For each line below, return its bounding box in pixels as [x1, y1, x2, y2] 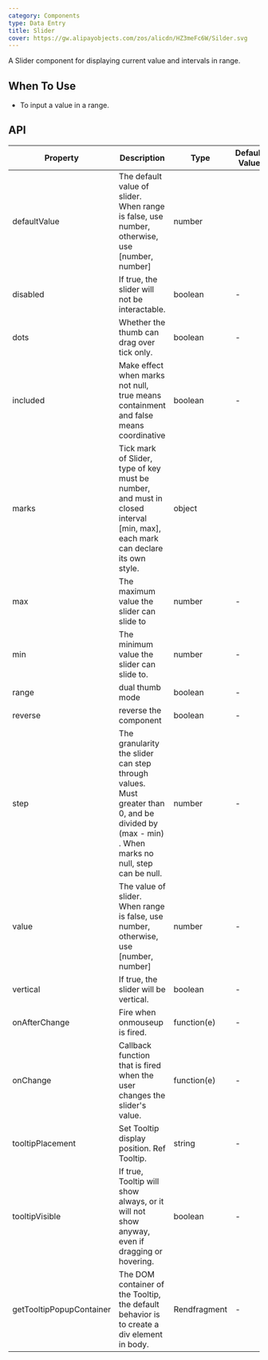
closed [118, 502, 144, 514]
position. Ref [118, 1142, 166, 1154]
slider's [118, 1099, 147, 1110]
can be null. [118, 867, 163, 878]
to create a [118, 1318, 160, 1330]
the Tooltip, [118, 1289, 161, 1300]
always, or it [118, 1195, 164, 1206]
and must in [118, 493, 163, 504]
